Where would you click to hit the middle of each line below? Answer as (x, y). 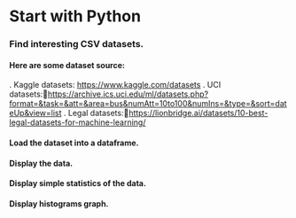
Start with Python (75, 16)
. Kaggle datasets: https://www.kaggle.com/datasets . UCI (115, 85)
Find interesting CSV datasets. (77, 44)
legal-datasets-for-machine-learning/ (78, 122)
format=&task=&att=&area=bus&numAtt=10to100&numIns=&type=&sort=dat (148, 104)
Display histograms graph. (59, 203)
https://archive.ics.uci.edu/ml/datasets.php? (128, 94)
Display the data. (41, 163)
